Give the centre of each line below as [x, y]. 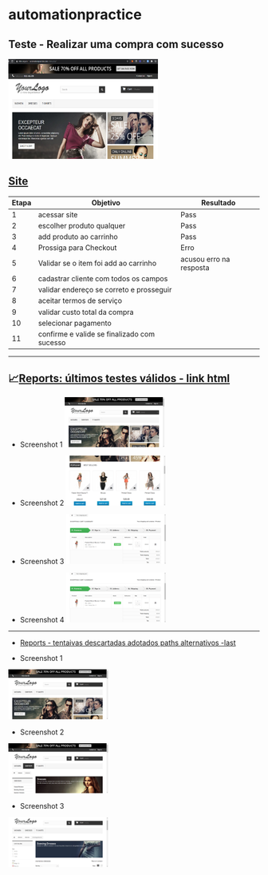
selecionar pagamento [75, 323]
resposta [195, 267]
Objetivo [106, 203]
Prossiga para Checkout [77, 248]
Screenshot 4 [42, 620]
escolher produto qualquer [82, 225]
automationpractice [75, 15]
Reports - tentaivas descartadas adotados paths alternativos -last [128, 643]
